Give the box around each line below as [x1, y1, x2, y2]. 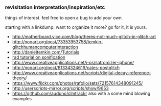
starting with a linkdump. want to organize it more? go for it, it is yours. [5, 24, 147, 30]
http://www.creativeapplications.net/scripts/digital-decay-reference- [12, 70, 151, 76]
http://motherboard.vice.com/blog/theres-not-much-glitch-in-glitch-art [12, 34, 156, 40]
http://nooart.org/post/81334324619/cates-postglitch [12, 65, 120, 71]
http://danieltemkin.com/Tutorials [12, 49, 80, 55]
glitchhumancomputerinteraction [12, 44, 78, 50]
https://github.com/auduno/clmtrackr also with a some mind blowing [12, 90, 151, 96]
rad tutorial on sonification [12, 54, 66, 60]
